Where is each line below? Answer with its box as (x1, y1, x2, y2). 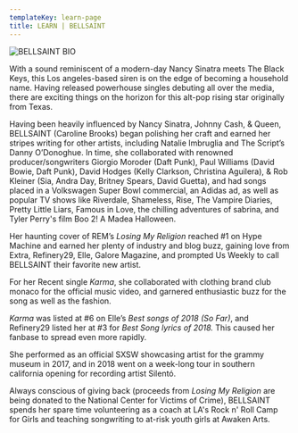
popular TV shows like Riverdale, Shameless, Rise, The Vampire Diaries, (9, 194, 274, 205)
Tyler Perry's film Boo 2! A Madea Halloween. (9, 213, 177, 224)
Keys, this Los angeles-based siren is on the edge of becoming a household (9, 72, 288, 83)
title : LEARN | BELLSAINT (9, 21, 105, 30)
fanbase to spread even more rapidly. (9, 331, 147, 342)
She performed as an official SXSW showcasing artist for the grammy (9, 349, 265, 360)
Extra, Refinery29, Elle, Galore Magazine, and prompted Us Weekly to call (9, 249, 279, 260)
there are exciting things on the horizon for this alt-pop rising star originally (9, 91, 286, 103)
